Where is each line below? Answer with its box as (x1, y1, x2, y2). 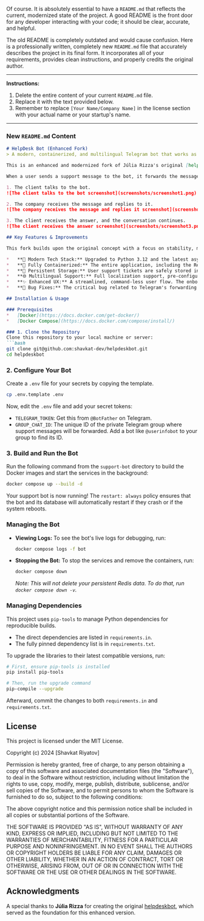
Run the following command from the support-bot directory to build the (6, 463, 184, 470)
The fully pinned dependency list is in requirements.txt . (15, 640, 156, 648)
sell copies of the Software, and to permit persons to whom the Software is (6, 786, 194, 794)
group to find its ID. (15, 434, 64, 441)
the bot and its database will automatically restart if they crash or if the (6, 499, 183, 506)
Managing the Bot (6, 520, 60, 529)
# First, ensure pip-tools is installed (6, 663, 110, 669)
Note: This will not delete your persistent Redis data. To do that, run (15, 580, 185, 587)
